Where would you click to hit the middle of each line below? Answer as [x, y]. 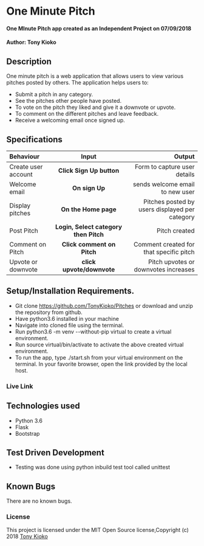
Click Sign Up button [89, 170]
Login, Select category [89, 227]
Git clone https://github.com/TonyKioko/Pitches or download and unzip [104, 306]
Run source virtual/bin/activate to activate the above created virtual [99, 345]
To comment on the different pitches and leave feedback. [87, 114]
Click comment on [89, 244]
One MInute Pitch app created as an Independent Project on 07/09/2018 [99, 28]
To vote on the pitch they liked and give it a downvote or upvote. [95, 107]
